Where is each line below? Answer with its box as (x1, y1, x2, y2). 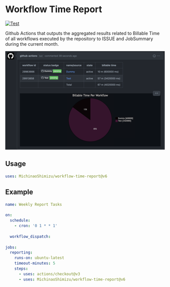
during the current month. (5, 41, 59, 47)
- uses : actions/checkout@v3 (18, 271, 80, 276)
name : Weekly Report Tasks (5, 202, 62, 207)
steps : (14, 266, 28, 271)
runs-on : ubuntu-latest (14, 256, 65, 261)
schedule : (10, 218, 30, 223)
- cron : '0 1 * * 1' (14, 224, 58, 229)
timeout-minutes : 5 (14, 261, 56, 266)
